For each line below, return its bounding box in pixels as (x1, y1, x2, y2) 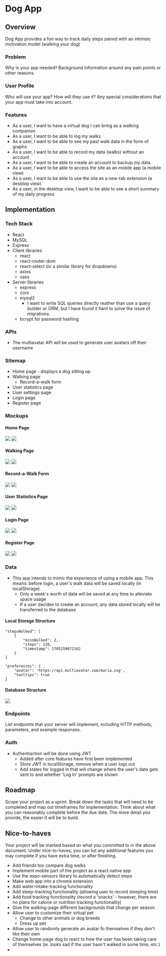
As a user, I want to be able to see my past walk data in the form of (12, 138, 149, 144)
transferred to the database (19, 606, 76, 612)
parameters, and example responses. (5, 727, 81, 733)
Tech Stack (5, 220, 33, 227)
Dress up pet (19, 920, 46, 926)
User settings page (12, 390, 52, 396)
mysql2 (19, 295, 35, 300)
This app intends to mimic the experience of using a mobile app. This (12, 575, 154, 581)
